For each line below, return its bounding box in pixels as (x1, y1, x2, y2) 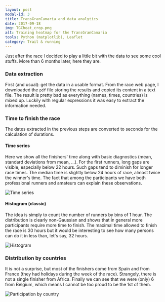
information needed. (5, 103, 46, 109)
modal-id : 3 (5, 12, 30, 17)
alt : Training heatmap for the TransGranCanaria (5, 30, 107, 35)
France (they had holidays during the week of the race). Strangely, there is (5, 271, 157, 277)
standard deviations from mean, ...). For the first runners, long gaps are (5, 159, 150, 165)
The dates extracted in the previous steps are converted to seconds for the (5, 126, 158, 132)
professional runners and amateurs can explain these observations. (5, 180, 142, 186)
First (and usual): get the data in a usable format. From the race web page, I (5, 82, 159, 88)
